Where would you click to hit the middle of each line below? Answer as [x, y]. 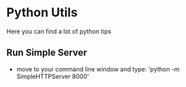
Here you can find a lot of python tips [59, 31]
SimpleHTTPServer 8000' [53, 76]
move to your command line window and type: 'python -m [98, 69]
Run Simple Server [47, 53]
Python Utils [42, 13]
